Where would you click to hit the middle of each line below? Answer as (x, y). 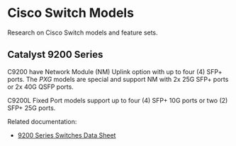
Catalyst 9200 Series (55, 55)
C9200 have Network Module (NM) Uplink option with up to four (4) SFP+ (115, 71)
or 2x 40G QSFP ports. (41, 87)
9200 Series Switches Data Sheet (67, 135)
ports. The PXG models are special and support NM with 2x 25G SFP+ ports (118, 79)
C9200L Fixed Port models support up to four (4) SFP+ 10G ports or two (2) (118, 100)
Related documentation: (42, 121)
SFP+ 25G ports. (32, 108)
